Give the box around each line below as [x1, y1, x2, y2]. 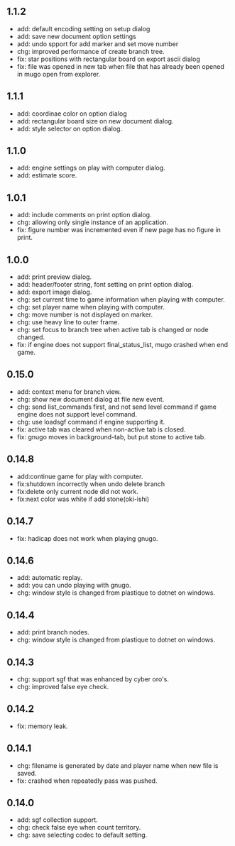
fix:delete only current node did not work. [16, 487, 139, 495]
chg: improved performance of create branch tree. [16, 47, 165, 55]
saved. [16, 769, 37, 777]
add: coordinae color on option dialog [16, 109, 127, 118]
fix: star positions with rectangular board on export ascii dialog [16, 55, 200, 63]
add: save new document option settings [16, 32, 136, 40]
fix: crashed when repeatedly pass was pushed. [16, 776, 158, 785]
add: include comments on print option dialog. [16, 211, 152, 219]
